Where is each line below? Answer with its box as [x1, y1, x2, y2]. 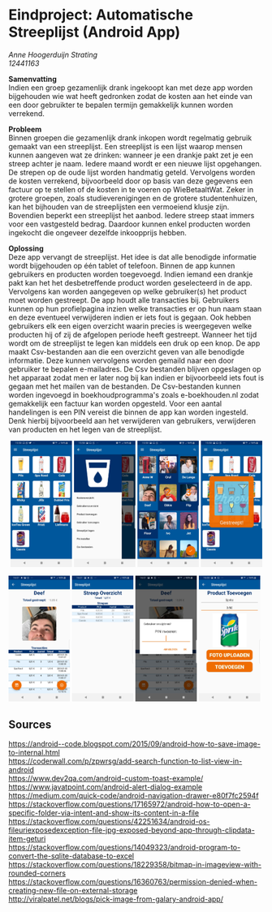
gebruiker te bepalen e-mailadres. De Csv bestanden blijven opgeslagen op [8, 364, 261, 374]
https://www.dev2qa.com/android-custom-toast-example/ [8, 773, 204, 784]
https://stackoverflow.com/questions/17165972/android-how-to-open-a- [8, 799, 251, 809]
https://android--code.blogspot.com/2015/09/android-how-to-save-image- [8, 739, 261, 749]
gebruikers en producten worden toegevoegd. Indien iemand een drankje [8, 269, 253, 279]
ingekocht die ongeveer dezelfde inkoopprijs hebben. [8, 227, 187, 237]
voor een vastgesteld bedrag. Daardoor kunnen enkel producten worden [8, 219, 251, 229]
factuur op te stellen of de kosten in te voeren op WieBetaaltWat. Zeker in [8, 184, 254, 194]
